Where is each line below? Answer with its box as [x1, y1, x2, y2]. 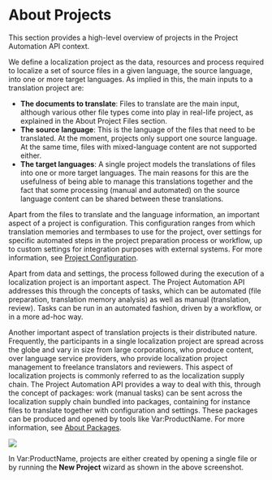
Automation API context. [8, 41, 90, 50]
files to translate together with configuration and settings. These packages [8, 405, 258, 415]
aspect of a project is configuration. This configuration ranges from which [8, 218, 256, 228]
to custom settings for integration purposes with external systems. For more [8, 244, 262, 254]
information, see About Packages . [8, 422, 122, 432]
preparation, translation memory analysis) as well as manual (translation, [8, 295, 251, 304]
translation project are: [8, 83, 84, 93]
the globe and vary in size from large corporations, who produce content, [8, 344, 254, 355]
